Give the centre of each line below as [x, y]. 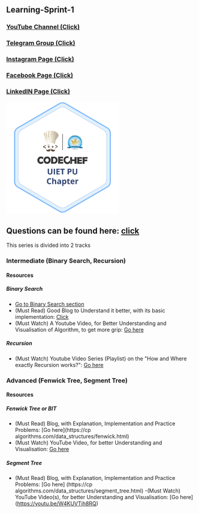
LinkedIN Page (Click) [38, 91]
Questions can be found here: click [73, 231]
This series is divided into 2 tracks [49, 245]
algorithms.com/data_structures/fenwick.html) [72, 436]
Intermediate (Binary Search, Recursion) [66, 261]
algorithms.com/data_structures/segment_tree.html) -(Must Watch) [98, 491]
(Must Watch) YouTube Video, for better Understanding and [88, 443]
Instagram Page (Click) [40, 59]
